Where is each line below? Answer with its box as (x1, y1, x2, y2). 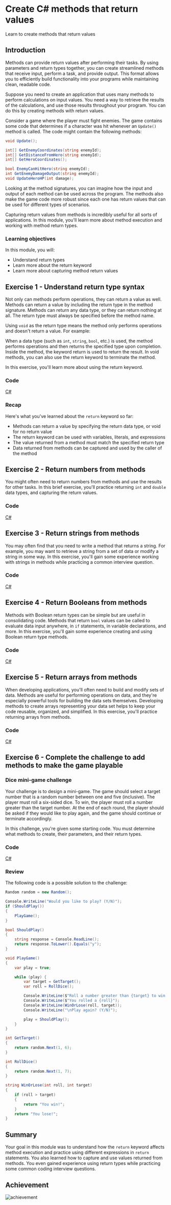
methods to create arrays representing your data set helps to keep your (5, 703, 156, 709)
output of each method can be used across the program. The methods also (5, 190, 163, 196)
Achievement (5, 1180, 49, 1189)
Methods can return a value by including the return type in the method (5, 301, 153, 308)
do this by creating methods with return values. (5, 107, 105, 113)
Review (5, 868, 24, 875)
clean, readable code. (5, 81, 51, 87)
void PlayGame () (5, 955, 40, 961)
